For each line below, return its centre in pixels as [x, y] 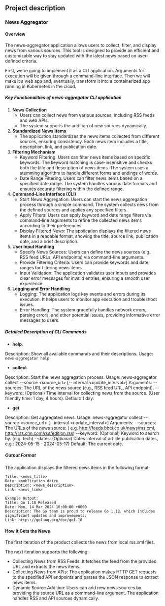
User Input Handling [33, 247]
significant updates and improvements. [46, 516]
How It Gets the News [28, 531]
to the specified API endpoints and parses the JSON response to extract [85, 577]
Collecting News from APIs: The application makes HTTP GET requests [84, 572]
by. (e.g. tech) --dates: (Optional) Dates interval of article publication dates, [82, 439]
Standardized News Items [39, 131]
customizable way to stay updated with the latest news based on [71, 55]
